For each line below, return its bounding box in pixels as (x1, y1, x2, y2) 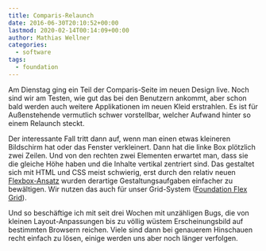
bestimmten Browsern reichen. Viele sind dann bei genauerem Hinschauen (8, 225, 253, 234)
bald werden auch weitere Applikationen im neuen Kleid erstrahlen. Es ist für (8, 101, 258, 111)
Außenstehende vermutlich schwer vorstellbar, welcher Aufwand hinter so (8, 110, 252, 120)
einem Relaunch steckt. (8, 118, 85, 127)
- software (15, 48, 52, 56)
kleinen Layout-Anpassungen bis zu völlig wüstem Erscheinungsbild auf (8, 216, 244, 226)
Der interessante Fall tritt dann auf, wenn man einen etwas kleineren (8, 134, 231, 143)
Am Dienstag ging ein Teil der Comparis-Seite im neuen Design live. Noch (8, 85, 249, 94)
